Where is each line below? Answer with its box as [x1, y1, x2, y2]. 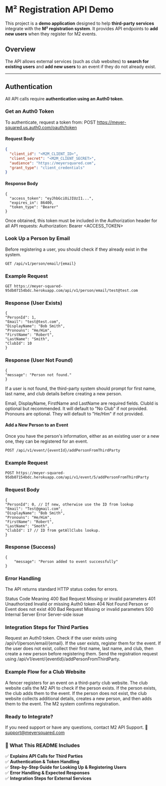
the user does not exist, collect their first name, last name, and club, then [5, 646, 154, 651]
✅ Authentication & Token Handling [5, 759, 80, 765]
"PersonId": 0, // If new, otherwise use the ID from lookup [5, 502, 134, 507]
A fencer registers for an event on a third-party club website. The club [5, 680, 148, 686]
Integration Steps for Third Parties [5, 624, 89, 631]
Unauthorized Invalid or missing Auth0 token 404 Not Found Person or [5, 601, 149, 607]
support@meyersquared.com [5, 729, 65, 736]
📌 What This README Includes [5, 741, 80, 748]
